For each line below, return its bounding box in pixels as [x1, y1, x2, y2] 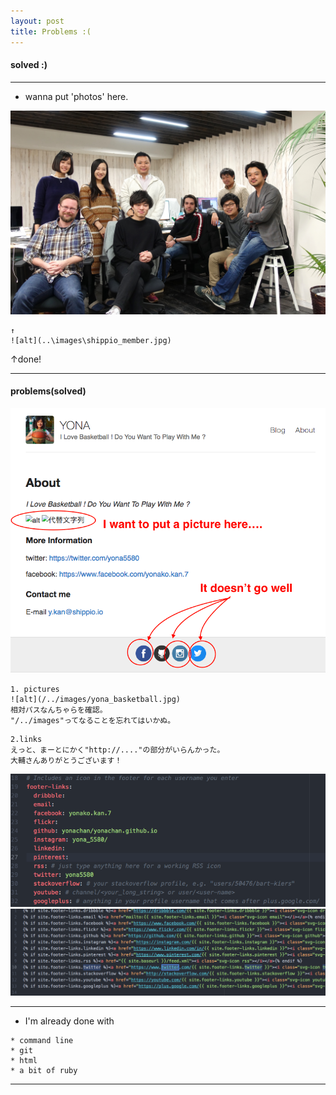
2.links [10, 734, 43, 744]
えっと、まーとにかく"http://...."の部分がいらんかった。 [10, 745, 225, 755]
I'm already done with [24, 1015, 115, 1027]
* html [10, 1055, 38, 1065]
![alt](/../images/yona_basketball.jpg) [10, 694, 182, 704]
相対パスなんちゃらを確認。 [10, 705, 108, 715]
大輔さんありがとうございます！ [10, 755, 123, 765]
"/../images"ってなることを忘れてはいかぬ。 [10, 715, 176, 725]
